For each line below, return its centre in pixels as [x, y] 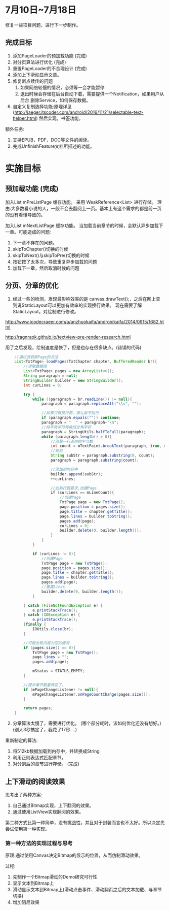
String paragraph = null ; [51, 376]
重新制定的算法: [22, 740]
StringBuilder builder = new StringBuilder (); [73, 380]
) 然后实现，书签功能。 [60, 118]
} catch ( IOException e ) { [52, 615]
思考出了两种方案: [24, 794]
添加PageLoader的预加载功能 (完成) [50, 55]
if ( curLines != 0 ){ [54, 554]
